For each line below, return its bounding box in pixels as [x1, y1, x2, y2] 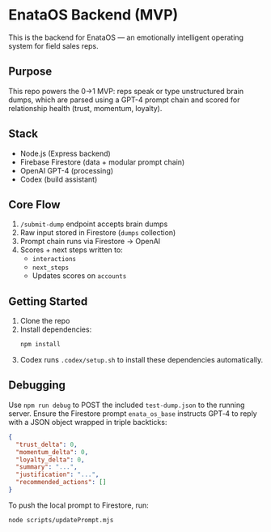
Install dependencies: [19, 324, 92, 334]
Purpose [8, 65, 53, 79]
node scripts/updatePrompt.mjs [8, 516, 114, 524]
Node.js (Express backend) [19, 148, 111, 158]
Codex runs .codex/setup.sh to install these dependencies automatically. [19, 355, 264, 365]
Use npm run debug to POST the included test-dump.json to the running [8, 400, 245, 410]
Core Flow [8, 197, 61, 212]
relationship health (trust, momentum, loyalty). [8, 103, 163, 113]
